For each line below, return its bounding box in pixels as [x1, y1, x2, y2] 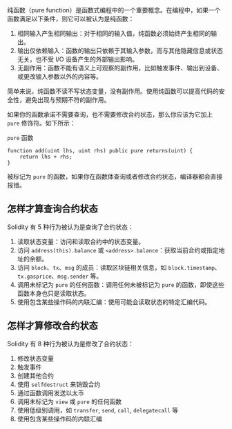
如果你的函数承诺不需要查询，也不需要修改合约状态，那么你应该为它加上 [7, 110, 213, 119]
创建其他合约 [17, 371, 54, 379]
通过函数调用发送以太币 [17, 388, 84, 397]
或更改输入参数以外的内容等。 [17, 72, 102, 81]
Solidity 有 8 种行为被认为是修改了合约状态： [7, 339, 135, 348]
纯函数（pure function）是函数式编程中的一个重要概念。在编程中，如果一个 [7, 6, 221, 14]
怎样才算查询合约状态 [7, 203, 98, 215]
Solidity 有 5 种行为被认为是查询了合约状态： [7, 223, 134, 231]
